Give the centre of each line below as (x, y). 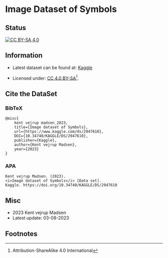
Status (16, 28)
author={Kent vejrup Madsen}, (46, 145)
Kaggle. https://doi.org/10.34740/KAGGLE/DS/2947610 (61, 185)
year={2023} (26, 149)
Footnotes (21, 234)
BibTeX (14, 108)
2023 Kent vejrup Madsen (39, 213)
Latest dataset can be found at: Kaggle (52, 67)
